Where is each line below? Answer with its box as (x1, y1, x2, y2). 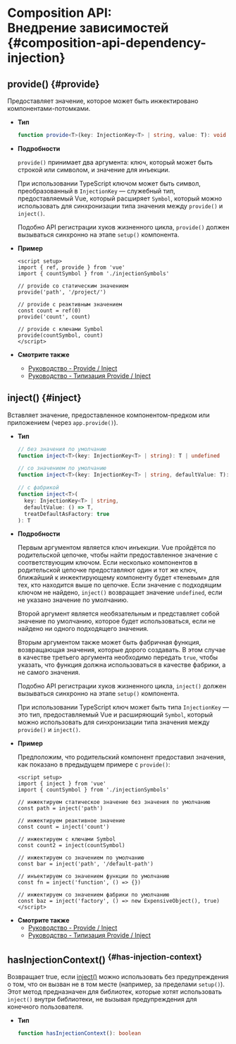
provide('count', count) (17, 313, 91, 320)
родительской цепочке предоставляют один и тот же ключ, (17, 566, 198, 575)
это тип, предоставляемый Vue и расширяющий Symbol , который (17, 711, 213, 719)
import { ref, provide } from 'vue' (17, 263, 125, 271)
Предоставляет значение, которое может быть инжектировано (7, 97, 199, 105)
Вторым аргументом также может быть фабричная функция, (17, 638, 201, 647)
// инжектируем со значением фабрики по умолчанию (17, 892, 170, 899)
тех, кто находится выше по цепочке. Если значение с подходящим (17, 581, 222, 589)
